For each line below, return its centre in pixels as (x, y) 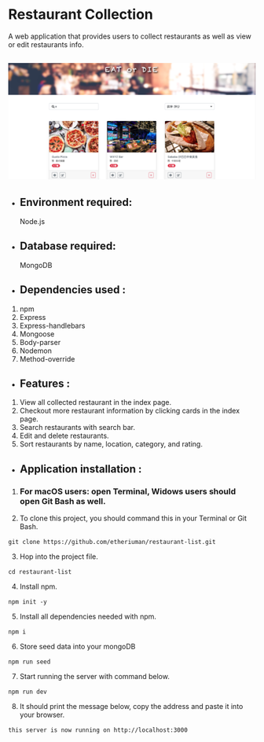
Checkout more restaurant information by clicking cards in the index (130, 411)
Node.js (32, 221)
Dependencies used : (72, 290)
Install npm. (38, 586)
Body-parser (40, 342)
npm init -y (27, 602)
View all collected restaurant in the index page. (95, 402)
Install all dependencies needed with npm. (88, 616)
